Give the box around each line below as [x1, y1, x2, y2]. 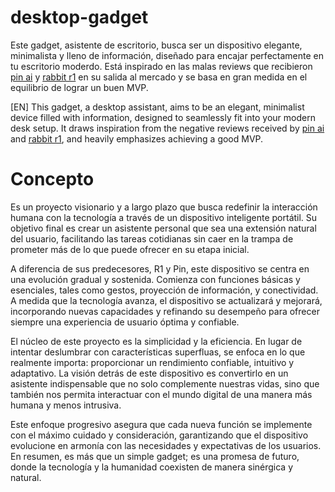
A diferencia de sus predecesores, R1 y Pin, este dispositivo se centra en [10, 262, 310, 275]
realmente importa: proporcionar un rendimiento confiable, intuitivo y [10, 356, 295, 368]
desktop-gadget [10, 6, 149, 29]
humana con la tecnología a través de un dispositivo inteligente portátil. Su [10, 211, 318, 223]
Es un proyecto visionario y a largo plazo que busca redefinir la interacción [10, 201, 318, 213]
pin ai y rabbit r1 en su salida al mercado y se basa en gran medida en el [10, 71, 308, 83]
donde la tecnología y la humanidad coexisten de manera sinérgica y [10, 461, 294, 473]
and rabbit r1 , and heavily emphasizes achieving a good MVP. [10, 132, 264, 145]
